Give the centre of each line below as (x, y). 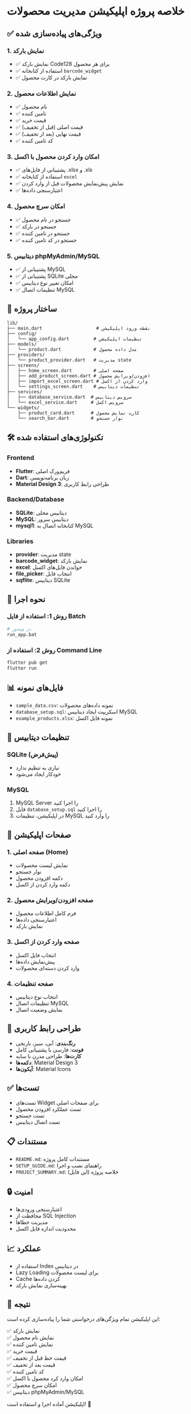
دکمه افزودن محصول (39, 878)
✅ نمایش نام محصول (31, 1337)
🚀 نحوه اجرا (26, 599)
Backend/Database (36, 499)
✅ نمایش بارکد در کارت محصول (51, 77)
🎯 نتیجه (19, 1304)
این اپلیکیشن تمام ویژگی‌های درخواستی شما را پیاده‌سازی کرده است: (84, 1319)
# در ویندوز (19, 629)
